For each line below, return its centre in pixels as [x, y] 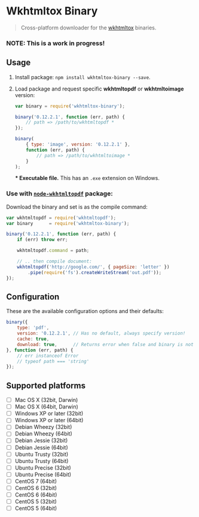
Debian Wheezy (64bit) [44, 434]
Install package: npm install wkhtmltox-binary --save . [82, 77]
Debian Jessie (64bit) [41, 447]
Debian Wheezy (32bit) [43, 427]
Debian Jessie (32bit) [41, 441]
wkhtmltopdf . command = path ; [53, 251]
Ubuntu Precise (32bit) [43, 468]
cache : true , [33, 339]
